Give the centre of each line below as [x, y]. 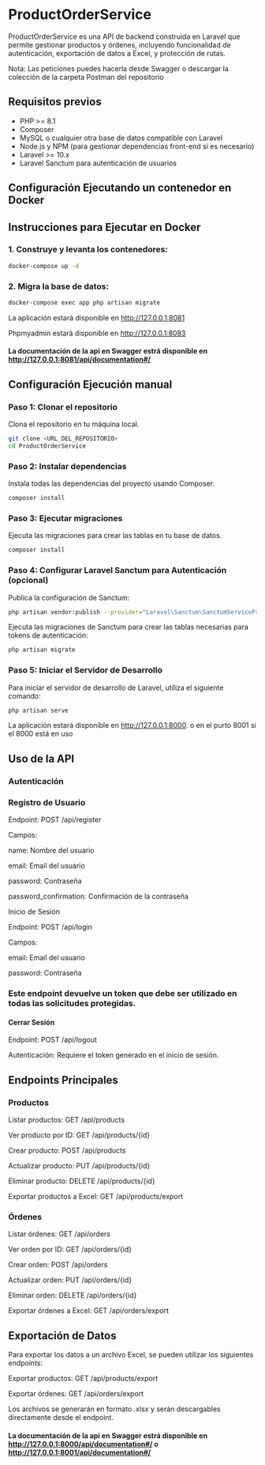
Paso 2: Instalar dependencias [67, 466]
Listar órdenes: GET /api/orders [59, 1234]
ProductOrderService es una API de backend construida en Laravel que [124, 36]
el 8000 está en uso [41, 734]
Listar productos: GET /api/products [66, 1119]
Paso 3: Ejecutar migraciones [65, 518]
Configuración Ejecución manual [90, 384]
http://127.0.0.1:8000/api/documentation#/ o [84, 1444]
